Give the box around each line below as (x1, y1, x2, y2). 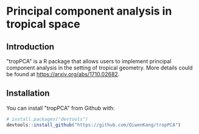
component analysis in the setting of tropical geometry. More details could (6, 64, 193, 71)
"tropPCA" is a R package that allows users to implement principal (6, 58, 172, 65)
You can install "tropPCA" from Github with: (6, 104, 115, 111)
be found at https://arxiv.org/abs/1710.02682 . (6, 71, 120, 77)
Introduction (6, 41, 55, 52)
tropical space (6, 17, 80, 31)
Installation (6, 88, 50, 99)
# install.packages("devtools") (6, 116, 88, 122)
